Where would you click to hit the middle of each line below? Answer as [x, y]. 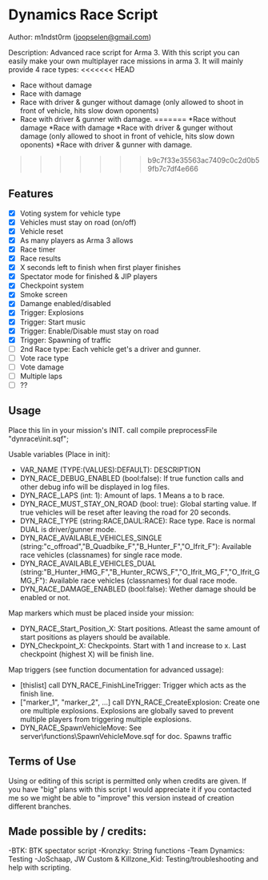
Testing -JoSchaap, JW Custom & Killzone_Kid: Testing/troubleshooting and [133, 859]
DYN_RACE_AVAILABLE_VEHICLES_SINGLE [91, 538]
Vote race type [44, 357]
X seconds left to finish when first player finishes [100, 268]
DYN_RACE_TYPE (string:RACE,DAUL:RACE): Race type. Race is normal [138, 521]
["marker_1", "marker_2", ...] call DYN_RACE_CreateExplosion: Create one [140, 702]
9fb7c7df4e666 [173, 168]
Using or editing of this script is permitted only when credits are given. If [128, 781]
